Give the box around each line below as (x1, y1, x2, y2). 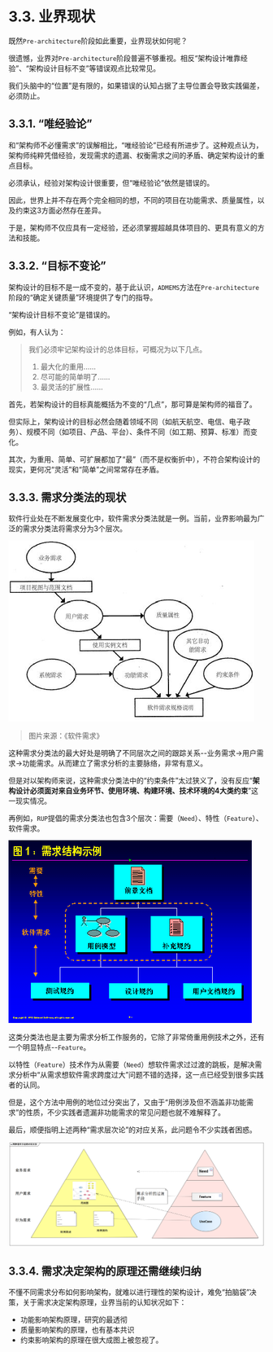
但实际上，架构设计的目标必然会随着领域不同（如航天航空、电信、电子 (8, 416, 244, 426)
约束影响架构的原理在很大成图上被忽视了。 (19, 1335, 163, 1345)
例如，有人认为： (8, 327, 66, 336)
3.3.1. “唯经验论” (8, 117, 93, 131)
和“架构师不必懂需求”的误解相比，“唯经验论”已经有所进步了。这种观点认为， (8, 140, 263, 150)
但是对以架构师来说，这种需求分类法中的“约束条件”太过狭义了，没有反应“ (8, 775, 253, 786)
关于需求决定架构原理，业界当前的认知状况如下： (22, 1297, 187, 1307)
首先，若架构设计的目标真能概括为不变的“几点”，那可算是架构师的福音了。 (8, 399, 258, 409)
